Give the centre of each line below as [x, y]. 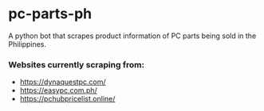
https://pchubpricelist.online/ [67, 99]
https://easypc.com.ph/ [58, 90]
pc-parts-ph [50, 14]
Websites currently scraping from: [77, 64]
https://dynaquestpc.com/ [63, 82]
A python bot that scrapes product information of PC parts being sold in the [132, 36]
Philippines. [27, 44]
